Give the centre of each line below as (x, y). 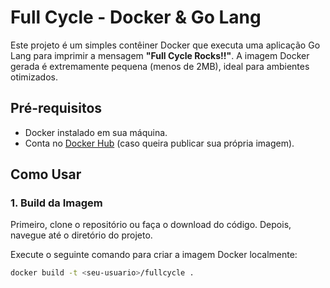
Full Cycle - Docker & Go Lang (136, 17)
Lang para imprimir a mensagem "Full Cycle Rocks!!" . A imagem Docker (160, 55)
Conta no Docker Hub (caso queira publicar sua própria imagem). (159, 143)
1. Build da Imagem (56, 203)
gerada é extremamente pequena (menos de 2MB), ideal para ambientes (160, 66)
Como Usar (46, 174)
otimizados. (34, 77)
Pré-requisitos (56, 108)
